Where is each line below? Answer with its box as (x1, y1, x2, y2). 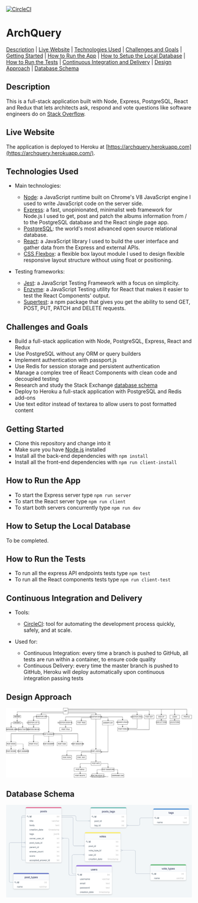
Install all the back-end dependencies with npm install (14, 452, 148, 459)
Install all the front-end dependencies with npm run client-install (14, 459, 177, 465)
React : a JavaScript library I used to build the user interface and (23, 237, 179, 245)
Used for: (14, 638, 38, 645)
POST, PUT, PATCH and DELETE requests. (23, 305, 126, 312)
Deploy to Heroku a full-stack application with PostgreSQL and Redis (14, 388, 182, 395)
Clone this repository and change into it (14, 440, 111, 446)
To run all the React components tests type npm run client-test (14, 576, 171, 583)
